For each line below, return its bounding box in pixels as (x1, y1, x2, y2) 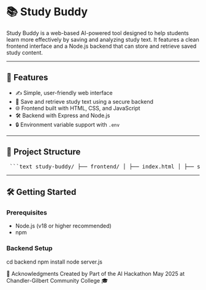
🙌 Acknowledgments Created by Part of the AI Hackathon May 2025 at (6, 270, 185, 277)
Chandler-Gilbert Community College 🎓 (6, 277, 109, 284)
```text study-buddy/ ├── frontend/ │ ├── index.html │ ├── (9, 163, 194, 170)
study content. (6, 48, 43, 56)
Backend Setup (6, 244, 53, 253)
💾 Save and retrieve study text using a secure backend (15, 97, 154, 105)
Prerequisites (6, 208, 47, 216)
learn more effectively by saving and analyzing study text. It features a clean (6, 36, 199, 43)
